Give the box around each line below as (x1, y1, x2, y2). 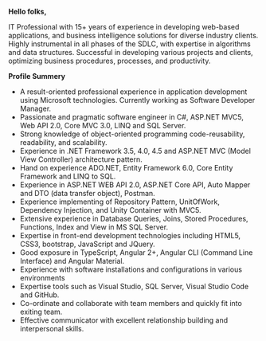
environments (19, 273, 65, 282)
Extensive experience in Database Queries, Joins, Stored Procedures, (19, 214, 248, 223)
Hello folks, (8, 7, 47, 16)
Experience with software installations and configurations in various (19, 265, 243, 274)
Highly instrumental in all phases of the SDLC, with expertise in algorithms (8, 39, 251, 49)
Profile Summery (8, 72, 66, 80)
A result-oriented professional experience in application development (19, 87, 248, 96)
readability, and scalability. (19, 138, 108, 147)
